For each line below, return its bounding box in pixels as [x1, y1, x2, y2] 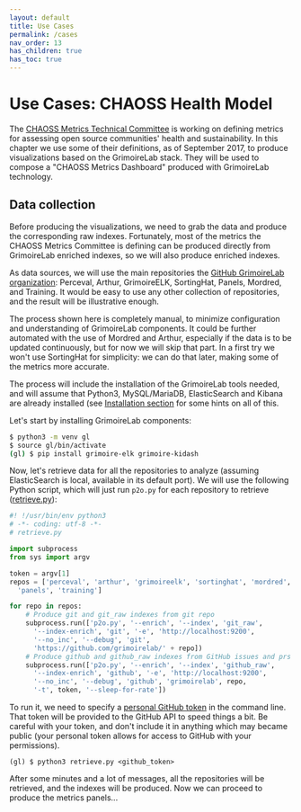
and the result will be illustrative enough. [9, 296, 160, 307]
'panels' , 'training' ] [17, 585, 102, 594]
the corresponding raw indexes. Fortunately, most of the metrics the [9, 230, 261, 241]
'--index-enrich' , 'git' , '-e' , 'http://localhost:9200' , [32, 627, 255, 636]
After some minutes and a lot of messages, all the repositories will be [9, 773, 265, 783]
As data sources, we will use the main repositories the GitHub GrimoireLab [9, 267, 285, 278]
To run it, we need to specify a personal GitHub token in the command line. [9, 702, 287, 712]
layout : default [9, 13, 70, 22]
